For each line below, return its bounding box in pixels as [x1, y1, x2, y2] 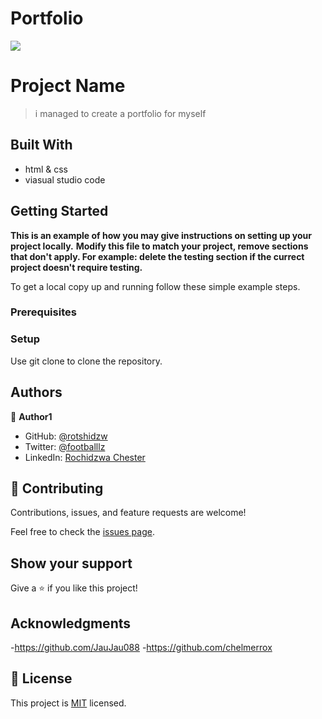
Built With [10, 137, 73, 154]
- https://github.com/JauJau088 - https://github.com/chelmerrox [10, 641, 273, 653]
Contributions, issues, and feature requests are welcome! [10, 507, 247, 519]
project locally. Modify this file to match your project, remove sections [10, 240, 309, 252]
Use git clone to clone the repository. [10, 355, 163, 367]
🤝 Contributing [10, 480, 104, 497]
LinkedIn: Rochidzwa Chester [24, 451, 146, 463]
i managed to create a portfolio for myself [34, 107, 207, 119]
